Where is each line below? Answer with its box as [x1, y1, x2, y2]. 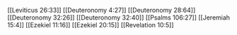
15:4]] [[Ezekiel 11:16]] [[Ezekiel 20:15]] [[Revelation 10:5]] [7, 21, 175, 29]
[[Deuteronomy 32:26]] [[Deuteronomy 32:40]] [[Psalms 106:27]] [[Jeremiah [7, 13, 231, 22]
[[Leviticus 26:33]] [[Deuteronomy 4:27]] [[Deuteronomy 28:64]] [7, 6, 196, 14]
